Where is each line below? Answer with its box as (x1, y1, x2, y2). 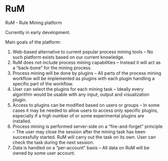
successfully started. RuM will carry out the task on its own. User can (12, 134, 156, 140)
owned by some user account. (12, 150, 76, 156)
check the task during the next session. (12, 139, 94, 145)
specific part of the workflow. (12, 81, 74, 87)
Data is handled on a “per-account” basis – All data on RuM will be (12, 144, 149, 150)
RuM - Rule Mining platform (5, 20, 62, 26)
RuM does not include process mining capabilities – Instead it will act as (12, 59, 161, 65)
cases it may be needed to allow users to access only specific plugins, (12, 107, 158, 113)
